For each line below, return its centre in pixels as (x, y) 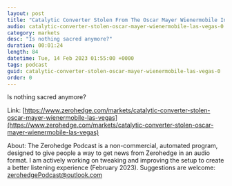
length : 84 (23, 52)
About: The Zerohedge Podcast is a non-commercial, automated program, (113, 146)
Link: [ (16, 110)
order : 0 (20, 77)
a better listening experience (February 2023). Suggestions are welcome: (112, 168)
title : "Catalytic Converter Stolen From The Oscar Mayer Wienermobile (112, 20)
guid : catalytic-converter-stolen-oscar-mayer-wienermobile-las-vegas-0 (114, 71)
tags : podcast (28, 65)
